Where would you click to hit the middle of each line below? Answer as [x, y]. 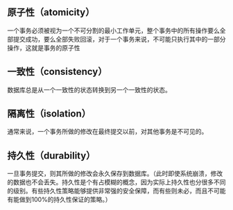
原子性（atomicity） [51, 12]
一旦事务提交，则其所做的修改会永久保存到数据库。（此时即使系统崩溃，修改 [115, 174]
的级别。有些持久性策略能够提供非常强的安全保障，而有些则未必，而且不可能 [116, 191]
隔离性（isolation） [49, 114]
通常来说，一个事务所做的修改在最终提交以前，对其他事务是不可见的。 [107, 132]
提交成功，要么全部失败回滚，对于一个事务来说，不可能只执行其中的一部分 [119, 39]
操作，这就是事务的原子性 [44, 48]
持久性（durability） [51, 156]
